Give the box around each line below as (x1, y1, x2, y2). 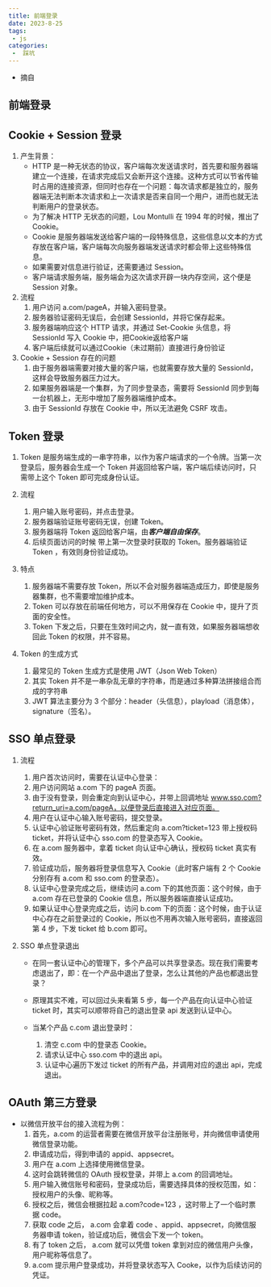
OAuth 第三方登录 (8, 1096, 97, 1109)
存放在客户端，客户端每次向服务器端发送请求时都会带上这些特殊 (31, 242, 244, 252)
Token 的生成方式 (19, 649, 78, 658)
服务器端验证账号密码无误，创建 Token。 (31, 517, 168, 527)
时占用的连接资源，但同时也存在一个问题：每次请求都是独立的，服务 (31, 182, 259, 191)
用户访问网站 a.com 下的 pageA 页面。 (31, 782, 161, 792)
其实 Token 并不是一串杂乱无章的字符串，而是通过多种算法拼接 (31, 676, 240, 686)
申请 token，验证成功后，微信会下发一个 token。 (46, 1230, 208, 1239)
